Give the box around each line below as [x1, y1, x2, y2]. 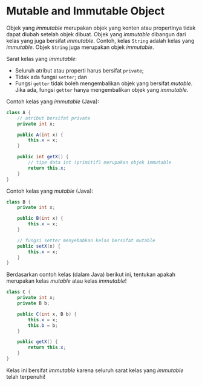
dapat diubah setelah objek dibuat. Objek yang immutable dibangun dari [6, 30, 186, 37]
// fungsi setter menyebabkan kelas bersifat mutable [17, 237, 155, 243]
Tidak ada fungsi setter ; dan [15, 73, 88, 80]
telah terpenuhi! [6, 373, 46, 380]
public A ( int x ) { [17, 132, 64, 138]
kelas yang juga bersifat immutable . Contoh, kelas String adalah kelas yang [6, 37, 195, 44]
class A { [6, 109, 31, 115]
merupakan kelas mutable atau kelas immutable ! [6, 277, 127, 285]
